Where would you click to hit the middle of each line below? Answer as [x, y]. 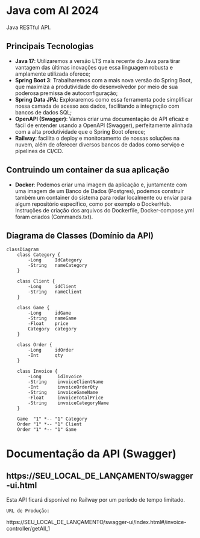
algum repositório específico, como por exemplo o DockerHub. [93, 204]
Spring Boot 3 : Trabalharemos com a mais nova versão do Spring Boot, [104, 80]
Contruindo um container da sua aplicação [88, 170]
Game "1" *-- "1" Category [52, 419]
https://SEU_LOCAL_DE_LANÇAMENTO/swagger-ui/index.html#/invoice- [96, 522]
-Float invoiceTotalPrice [66, 398]
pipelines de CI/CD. [39, 151]
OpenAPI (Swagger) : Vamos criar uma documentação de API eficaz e [102, 119]
